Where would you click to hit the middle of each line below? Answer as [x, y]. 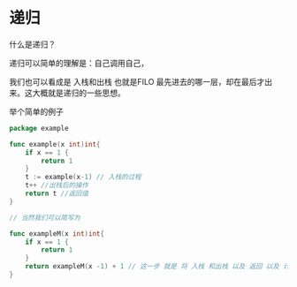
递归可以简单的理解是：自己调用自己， [79, 63]
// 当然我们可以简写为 [45, 217]
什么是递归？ [32, 44]
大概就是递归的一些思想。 [79, 93]
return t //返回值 [57, 194]
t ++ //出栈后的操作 [57, 185]
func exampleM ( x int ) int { [57, 234]
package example [39, 128]
